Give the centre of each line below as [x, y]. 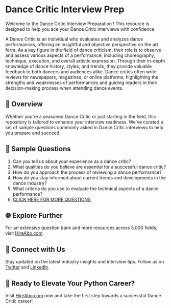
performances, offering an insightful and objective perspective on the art [82, 44]
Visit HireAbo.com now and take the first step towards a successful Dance [83, 295]
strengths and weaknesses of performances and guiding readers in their [81, 83]
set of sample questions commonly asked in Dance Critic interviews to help [84, 127]
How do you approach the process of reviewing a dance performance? [87, 172]
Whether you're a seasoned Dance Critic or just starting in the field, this [81, 116]
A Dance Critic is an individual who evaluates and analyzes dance [74, 39]
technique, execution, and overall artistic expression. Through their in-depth [85, 60]
